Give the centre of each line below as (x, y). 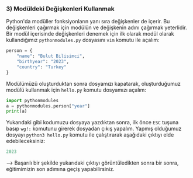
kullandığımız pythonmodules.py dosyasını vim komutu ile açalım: (83, 40)
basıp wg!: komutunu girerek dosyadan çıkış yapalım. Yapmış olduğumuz (94, 129)
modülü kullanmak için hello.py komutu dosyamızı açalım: (76, 90)
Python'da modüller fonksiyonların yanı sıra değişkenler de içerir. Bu (88, 22)
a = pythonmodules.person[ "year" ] (48, 106)
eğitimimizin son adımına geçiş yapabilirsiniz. (61, 169)
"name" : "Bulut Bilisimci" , (51, 56)
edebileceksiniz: (26, 141)
